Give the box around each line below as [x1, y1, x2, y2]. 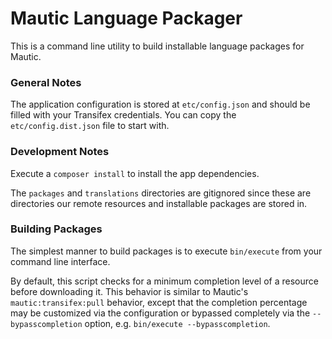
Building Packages [10, 222, 103, 236]
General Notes [10, 75, 82, 89]
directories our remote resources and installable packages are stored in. [10, 197, 308, 209]
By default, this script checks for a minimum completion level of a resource [10, 275, 319, 287]
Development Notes [10, 145, 110, 159]
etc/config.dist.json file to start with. [10, 120, 170, 132]
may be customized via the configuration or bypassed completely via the [10, 307, 311, 319]
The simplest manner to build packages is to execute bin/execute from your [10, 245, 323, 257]
